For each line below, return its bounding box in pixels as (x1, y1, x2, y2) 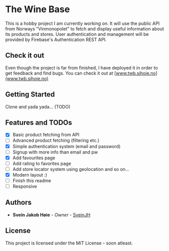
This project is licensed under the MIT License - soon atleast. (5, 240, 133, 246)
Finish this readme (12, 177, 52, 184)
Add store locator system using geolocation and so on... (12, 166, 130, 172)
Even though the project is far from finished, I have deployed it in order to (5, 64, 158, 70)
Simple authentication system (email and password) (12, 143, 121, 149)
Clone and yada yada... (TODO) (5, 103, 71, 110)
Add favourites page (12, 155, 56, 161)
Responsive (12, 183, 37, 189)
